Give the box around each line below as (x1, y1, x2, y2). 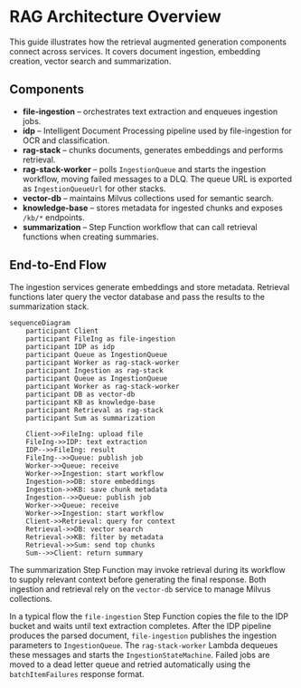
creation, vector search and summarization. (9, 55, 172, 66)
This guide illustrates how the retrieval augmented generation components (9, 36, 287, 47)
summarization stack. (9, 301, 89, 312)
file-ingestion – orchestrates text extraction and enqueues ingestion (22, 106, 278, 117)
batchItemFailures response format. (9, 668, 145, 679)
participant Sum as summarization (25, 413, 155, 422)
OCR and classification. (22, 134, 110, 146)
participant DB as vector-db (25, 390, 136, 399)
